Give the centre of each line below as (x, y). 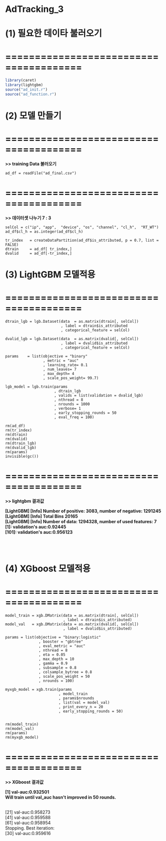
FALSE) (12, 245)
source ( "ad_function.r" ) (31, 94)
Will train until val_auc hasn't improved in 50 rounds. (61, 797)
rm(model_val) (20, 729)
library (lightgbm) (24, 85)
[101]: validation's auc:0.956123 (39, 532)
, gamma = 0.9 (53, 663)
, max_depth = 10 (56, 659)
